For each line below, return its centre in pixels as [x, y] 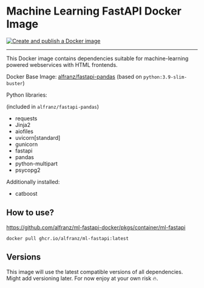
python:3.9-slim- [165, 77]
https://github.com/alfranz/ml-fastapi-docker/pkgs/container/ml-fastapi [96, 227]
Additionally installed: [33, 182]
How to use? [30, 213]
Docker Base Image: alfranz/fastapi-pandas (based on [74, 77]
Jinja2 [23, 125]
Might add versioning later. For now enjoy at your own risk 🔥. [82, 278]
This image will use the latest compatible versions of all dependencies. [95, 272]
